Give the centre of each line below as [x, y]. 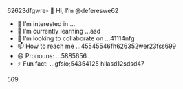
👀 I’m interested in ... [46, 24]
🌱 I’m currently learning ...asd [59, 31]
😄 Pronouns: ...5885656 [52, 56]
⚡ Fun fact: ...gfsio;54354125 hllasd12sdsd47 [80, 64]
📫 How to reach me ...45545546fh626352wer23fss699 [97, 46]
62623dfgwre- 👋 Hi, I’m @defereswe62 [63, 11]
